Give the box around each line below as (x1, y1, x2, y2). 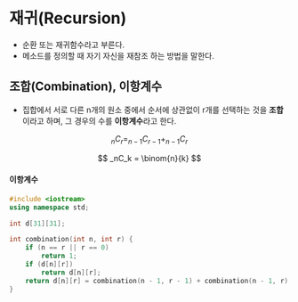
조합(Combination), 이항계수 (9, 79, 163, 94)
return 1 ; (41, 251, 77, 261)
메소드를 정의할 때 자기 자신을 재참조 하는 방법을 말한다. (21, 50, 215, 61)
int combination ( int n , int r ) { (9, 235, 133, 244)
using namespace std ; (9, 202, 90, 212)
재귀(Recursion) (9, 8, 127, 29)
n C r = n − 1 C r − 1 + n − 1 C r (110, 133, 189, 146)
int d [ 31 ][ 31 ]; (9, 219, 66, 228)
